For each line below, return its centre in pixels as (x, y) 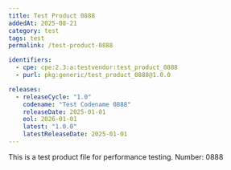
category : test (34, 30)
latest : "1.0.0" (50, 127)
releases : (25, 89)
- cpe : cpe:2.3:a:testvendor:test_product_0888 (97, 68)
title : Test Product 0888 (52, 16)
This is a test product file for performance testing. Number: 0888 (116, 156)
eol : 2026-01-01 (50, 119)
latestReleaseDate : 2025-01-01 (75, 134)
